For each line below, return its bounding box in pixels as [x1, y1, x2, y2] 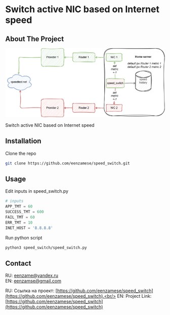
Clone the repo [5, 150, 36, 156]
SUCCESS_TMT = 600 [5, 209, 44, 215]
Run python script [5, 234, 42, 240]
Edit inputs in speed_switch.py [5, 188, 69, 194]
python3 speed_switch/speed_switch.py [5, 245, 87, 250]
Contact [5, 259, 31, 267]
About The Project [5, 34, 64, 43]
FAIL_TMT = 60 [5, 215, 35, 220]
